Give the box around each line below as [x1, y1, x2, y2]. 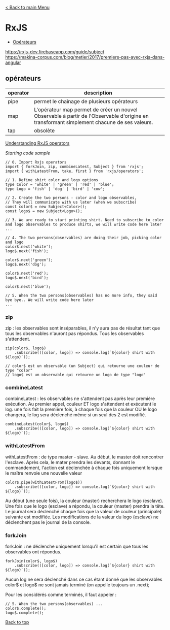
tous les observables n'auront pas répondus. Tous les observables [5, 330, 144, 337]
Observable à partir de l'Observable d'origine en [34, 112, 149, 119]
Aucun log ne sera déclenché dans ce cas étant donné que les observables [5, 576, 163, 582]
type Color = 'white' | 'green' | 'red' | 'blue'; [5, 182, 114, 187]
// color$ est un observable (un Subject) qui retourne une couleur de [5, 363, 159, 369]
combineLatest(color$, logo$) [5, 421, 69, 427]
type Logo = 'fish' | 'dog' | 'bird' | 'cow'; [5, 186, 105, 191]
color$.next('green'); [5, 257, 53, 262]
